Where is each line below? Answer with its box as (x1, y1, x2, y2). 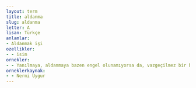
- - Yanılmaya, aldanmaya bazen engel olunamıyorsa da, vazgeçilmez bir (6, 62, 187, 68)
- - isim (6, 52, 27, 57)
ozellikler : (6, 46, 35, 52)
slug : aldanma (6, 19, 41, 25)
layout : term (6, 8, 38, 14)
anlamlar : (6, 35, 30, 41)
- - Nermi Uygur (6, 73, 45, 79)
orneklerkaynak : (6, 68, 45, 74)
